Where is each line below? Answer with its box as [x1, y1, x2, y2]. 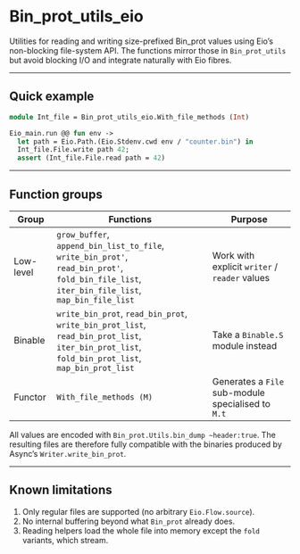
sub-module [212, 386, 265, 399]
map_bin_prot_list [56, 363, 135, 373]
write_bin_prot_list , [56, 318, 146, 331]
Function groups [9, 186, 103, 202]
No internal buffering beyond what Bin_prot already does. [21, 516, 235, 526]
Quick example [9, 89, 95, 104]
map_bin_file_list [56, 294, 135, 305]
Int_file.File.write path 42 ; [17, 145, 129, 154]
